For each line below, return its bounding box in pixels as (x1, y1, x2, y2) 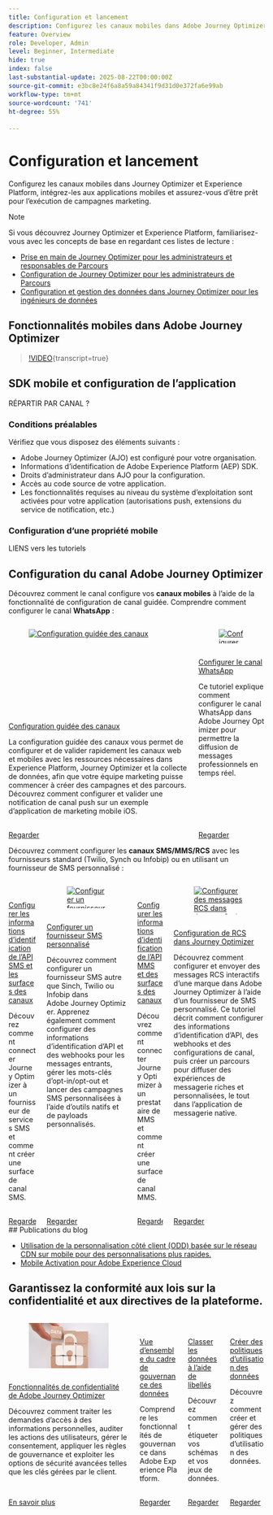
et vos (188, 1456, 209, 1466)
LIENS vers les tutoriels (8, 543, 87, 553)
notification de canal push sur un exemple (8, 797, 149, 807)
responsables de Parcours (19, 261, 109, 271)
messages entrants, (46, 1059, 113, 1069)
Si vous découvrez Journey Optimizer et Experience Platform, (8, 228, 215, 237)
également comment (46, 1016, 116, 1025)
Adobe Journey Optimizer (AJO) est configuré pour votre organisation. (19, 452, 258, 463)
